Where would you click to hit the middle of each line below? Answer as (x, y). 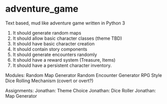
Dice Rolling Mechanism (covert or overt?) (49, 81)
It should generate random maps (47, 33)
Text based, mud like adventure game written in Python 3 (65, 23)
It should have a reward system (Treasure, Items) (64, 60)
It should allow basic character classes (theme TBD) (67, 38)
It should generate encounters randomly (55, 55)
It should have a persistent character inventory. (62, 65)
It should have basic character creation (54, 43)
